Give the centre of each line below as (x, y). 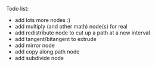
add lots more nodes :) (42, 20)
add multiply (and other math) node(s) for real (71, 26)
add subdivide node (39, 58)
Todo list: (18, 9)
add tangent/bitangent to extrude (55, 39)
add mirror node (35, 45)
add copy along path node (47, 52)
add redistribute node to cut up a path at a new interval (82, 33)
